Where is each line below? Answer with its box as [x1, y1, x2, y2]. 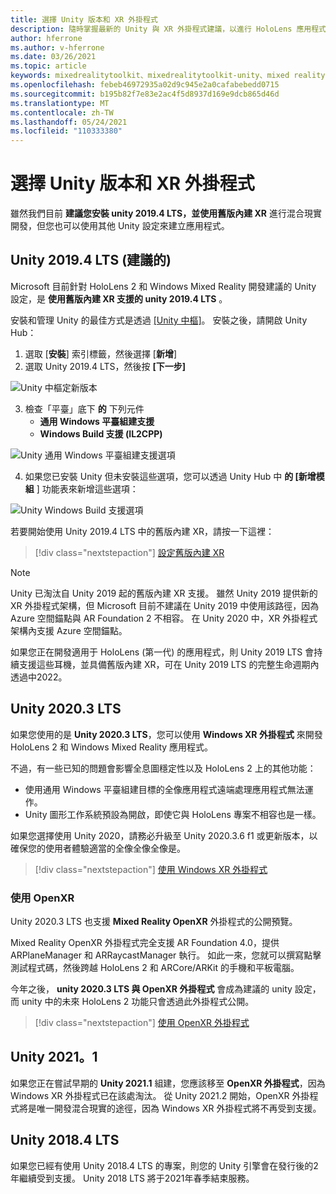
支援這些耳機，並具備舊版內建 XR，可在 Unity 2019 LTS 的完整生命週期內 [18, 658, 320, 670]
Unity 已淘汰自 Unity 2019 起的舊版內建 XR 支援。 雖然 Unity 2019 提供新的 [10, 587, 318, 599]
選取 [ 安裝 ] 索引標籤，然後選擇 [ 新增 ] [24, 347, 178, 360]
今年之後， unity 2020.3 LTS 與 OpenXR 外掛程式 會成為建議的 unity [10, 982, 293, 995]
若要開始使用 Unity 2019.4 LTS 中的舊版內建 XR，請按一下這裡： [10, 525, 275, 537]
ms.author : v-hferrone [10, 42, 105, 53]
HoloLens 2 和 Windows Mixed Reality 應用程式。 [10, 741, 214, 753]
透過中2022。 [10, 671, 68, 683]
